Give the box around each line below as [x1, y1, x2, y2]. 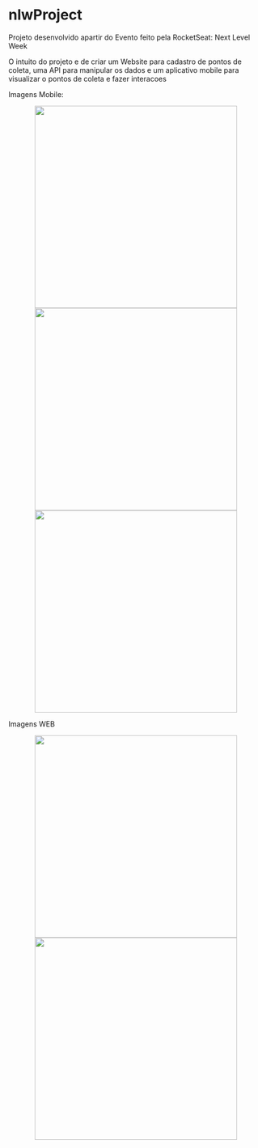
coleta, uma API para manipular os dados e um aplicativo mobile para [8, 65, 239, 74]
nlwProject [8, 6, 82, 24]
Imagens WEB [8, 718, 55, 729]
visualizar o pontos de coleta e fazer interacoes [8, 74, 167, 83]
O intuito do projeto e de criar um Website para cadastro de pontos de [8, 57, 243, 66]
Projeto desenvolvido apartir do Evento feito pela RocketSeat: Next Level [8, 32, 251, 42]
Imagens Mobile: [8, 89, 64, 99]
